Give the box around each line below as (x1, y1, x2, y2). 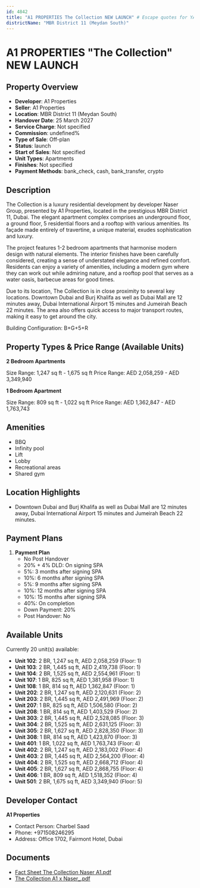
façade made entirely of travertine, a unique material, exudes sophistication (6, 226, 192, 234)
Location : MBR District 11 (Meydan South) (14, 111, 117, 118)
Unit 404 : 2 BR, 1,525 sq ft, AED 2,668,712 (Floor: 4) (14, 759, 143, 766)
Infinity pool (14, 445, 45, 452)
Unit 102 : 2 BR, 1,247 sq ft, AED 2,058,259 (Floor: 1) (14, 657, 142, 665)
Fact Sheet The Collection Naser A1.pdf (14, 868, 112, 875)
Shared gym (14, 470, 45, 477)
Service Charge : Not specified (14, 123, 90, 130)
